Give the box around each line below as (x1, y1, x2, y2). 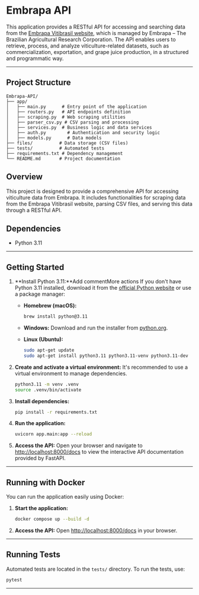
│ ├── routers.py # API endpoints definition (6, 109, 131, 115)
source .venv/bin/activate (14, 387, 82, 393)
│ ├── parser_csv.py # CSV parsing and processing (6, 119, 139, 125)
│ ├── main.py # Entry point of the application (6, 103, 147, 110)
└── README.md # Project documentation (6, 156, 120, 162)
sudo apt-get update (23, 347, 75, 353)
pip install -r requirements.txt (14, 409, 98, 415)
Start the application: (14, 505, 69, 512)
